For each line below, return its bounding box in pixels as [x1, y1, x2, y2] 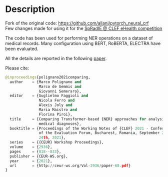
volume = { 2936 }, [9, 144, 52, 149]
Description [5, 3, 55, 15]
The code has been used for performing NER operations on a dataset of [5, 35, 153, 41]
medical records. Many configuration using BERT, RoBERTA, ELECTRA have [5, 40, 161, 46]
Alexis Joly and [38, 102, 72, 108]
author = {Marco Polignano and [9, 79, 81, 84]
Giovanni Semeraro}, [38, 88, 81, 93]
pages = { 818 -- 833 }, [9, 149, 61, 154]
